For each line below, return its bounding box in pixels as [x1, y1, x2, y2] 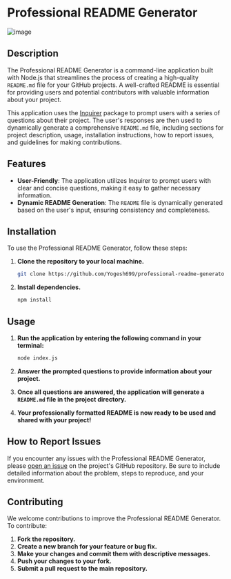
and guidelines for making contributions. [7, 138, 122, 146]
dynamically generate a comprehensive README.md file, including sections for [7, 123, 224, 132]
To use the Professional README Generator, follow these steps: [7, 244, 188, 253]
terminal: [17, 341, 44, 349]
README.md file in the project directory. [17, 395, 127, 403]
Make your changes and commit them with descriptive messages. [17, 550, 210, 558]
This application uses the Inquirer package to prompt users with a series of [7, 108, 221, 117]
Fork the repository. [17, 535, 76, 543]
